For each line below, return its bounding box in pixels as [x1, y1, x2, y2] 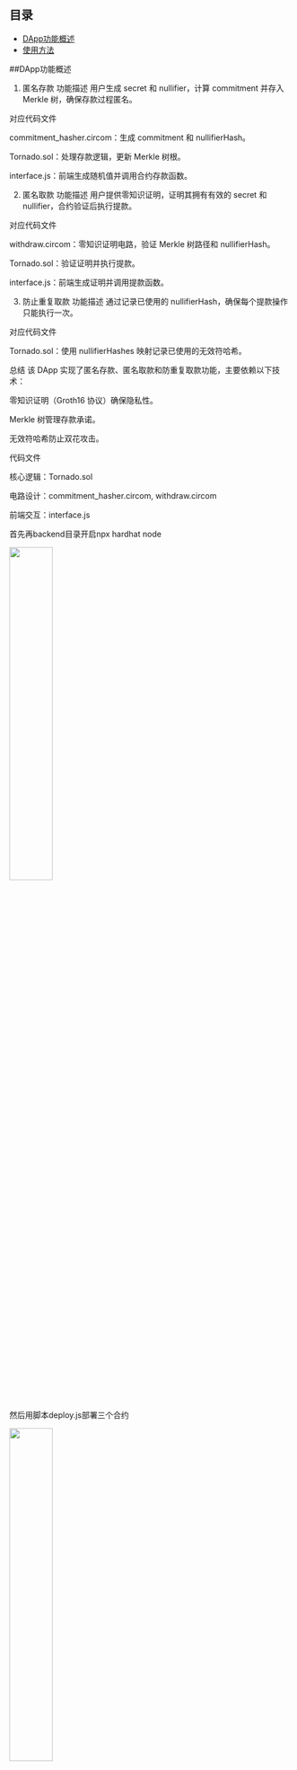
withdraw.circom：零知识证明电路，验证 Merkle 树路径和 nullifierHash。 [9, 238, 275, 249]
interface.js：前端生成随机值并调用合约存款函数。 [9, 170, 193, 181]
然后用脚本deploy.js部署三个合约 [9, 1409, 129, 1420]
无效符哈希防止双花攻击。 [9, 433, 104, 444]
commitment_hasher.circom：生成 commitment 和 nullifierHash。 [9, 132, 251, 143]
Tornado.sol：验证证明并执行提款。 [9, 258, 141, 269]
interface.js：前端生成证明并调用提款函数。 [9, 277, 169, 288]
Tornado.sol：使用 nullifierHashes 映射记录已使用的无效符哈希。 [9, 345, 247, 356]
